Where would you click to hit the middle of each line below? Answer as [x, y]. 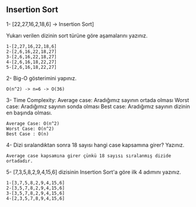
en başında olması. [29, 113]
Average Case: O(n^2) [33, 123]
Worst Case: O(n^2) [30, 129]
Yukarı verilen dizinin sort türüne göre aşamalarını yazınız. [77, 36]
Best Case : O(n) [28, 134]
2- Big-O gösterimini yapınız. [42, 78]
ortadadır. [20, 161]
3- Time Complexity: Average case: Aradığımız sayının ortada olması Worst [98, 100]
